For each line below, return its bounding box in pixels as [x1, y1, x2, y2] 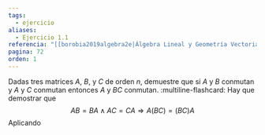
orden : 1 [8, 56, 37, 64]
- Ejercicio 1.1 [15, 33, 69, 42]
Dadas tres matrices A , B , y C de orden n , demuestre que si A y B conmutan [8, 76, 255, 86]
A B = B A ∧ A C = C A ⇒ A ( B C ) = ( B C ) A [70, 105, 195, 115]
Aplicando [8, 118, 42, 127]
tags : [8, 11, 26, 20]
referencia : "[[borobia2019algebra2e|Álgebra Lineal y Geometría [8, 41, 227, 49]
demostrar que [8, 93, 57, 103]
